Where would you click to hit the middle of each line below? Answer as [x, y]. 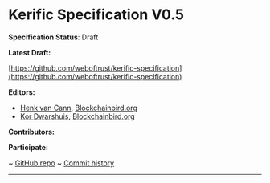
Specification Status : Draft [53, 37]
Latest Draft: [30, 52]
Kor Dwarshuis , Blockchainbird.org [77, 116]
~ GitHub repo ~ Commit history [61, 163]
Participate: [29, 147]
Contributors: [31, 132]
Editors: [22, 92]
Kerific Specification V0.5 [96, 15]
